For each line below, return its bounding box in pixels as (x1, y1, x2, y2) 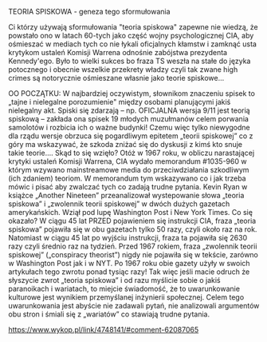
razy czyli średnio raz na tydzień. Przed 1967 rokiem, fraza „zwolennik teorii (8, 241, 257, 251)
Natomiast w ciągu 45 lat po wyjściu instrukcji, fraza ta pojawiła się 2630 (8, 233, 248, 242)
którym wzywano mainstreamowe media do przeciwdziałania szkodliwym (8, 165, 249, 174)
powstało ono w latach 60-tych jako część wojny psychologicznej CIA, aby (8, 31, 254, 40)
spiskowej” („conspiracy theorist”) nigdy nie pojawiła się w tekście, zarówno (8, 250, 259, 259)
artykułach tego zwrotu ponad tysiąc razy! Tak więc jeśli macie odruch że (8, 267, 250, 276)
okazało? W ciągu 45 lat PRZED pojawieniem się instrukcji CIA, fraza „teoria (8, 216, 257, 225)
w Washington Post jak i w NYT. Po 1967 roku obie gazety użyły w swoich (8, 259, 250, 268)
